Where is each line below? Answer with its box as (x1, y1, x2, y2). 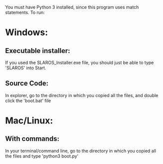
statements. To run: (5, 9, 45, 15)
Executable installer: (5, 47, 71, 55)
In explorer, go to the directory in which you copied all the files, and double (5, 92, 159, 98)
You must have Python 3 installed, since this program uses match (5, 4, 139, 10)
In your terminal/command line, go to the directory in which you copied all (5, 148, 157, 154)
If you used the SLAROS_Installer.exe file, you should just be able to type (5, 59, 154, 65)
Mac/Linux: (5, 115, 53, 126)
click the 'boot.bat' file (5, 98, 51, 104)
